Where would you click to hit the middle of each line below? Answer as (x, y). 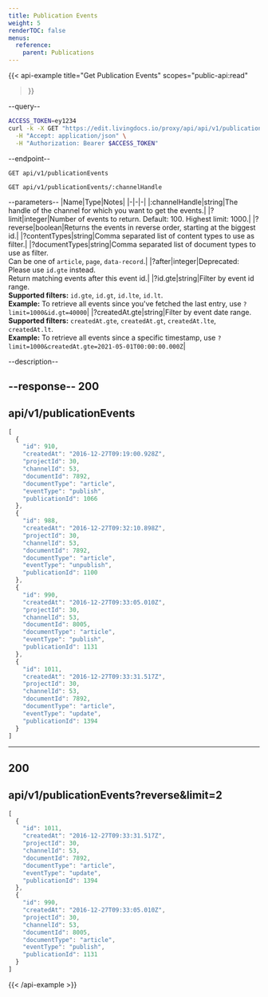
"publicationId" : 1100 (60, 573)
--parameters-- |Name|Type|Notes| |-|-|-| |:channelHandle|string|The (123, 202)
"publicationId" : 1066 (60, 498)
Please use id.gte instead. (52, 270)
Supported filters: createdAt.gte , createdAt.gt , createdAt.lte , (112, 321)
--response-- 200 (54, 386)
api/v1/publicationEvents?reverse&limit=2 (115, 796)
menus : (19, 38)
